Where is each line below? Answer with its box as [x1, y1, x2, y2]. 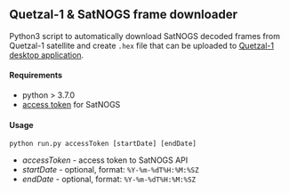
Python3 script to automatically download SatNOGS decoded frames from [9, 30, 280, 41]
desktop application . [9, 49, 84, 60]
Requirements [9, 70, 63, 81]
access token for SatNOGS [21, 100, 121, 110]
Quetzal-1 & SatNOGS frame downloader [9, 7, 238, 22]
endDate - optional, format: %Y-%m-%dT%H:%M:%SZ [21, 173, 197, 185]
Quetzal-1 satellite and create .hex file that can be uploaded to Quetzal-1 [9, 40, 274, 51]
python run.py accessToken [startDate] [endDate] [9, 140, 197, 149]
